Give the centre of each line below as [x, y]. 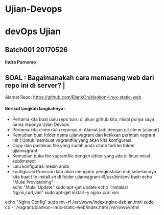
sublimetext [24, 161]
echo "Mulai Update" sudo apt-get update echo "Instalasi [70, 187]
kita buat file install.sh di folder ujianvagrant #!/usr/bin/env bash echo [82, 177]
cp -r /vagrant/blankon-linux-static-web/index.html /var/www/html [72, 207]
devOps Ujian [33, 32]
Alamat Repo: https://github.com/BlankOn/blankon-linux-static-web [73, 97]
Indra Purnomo [21, 62]
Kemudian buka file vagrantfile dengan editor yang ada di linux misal [81, 156]
